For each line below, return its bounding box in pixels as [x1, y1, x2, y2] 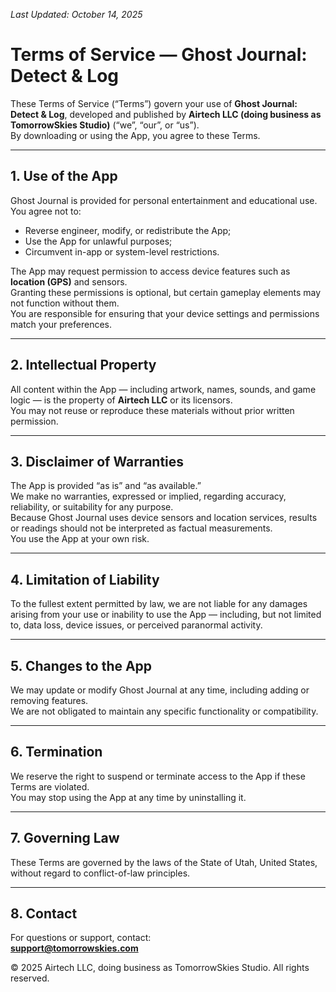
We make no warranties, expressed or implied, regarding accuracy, [10, 490, 287, 503]
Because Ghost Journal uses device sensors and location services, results [10, 512, 318, 524]
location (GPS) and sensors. [10, 275, 128, 288]
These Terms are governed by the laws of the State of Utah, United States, [10, 856, 318, 868]
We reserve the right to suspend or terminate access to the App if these [10, 770, 306, 782]
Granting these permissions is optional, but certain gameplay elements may [10, 286, 322, 298]
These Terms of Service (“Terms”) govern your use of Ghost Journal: [10, 97, 298, 109]
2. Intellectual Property [10, 357, 157, 374]
